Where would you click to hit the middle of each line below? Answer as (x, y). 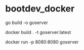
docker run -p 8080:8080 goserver (42, 42)
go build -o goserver (27, 22)
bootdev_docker (40, 9)
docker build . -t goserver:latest (38, 32)
